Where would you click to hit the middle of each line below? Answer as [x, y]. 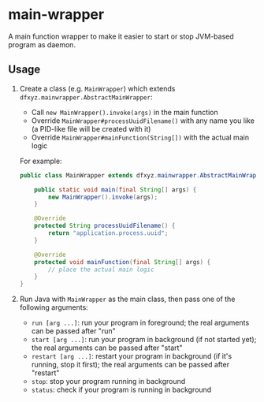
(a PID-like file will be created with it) [91, 128]
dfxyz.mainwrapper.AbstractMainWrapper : [86, 97]
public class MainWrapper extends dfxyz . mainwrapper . [110, 175]
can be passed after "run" [73, 331]
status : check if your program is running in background [121, 390]
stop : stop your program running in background [108, 382]
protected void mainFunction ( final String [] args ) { [123, 262]
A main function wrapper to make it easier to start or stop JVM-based [121, 36]
